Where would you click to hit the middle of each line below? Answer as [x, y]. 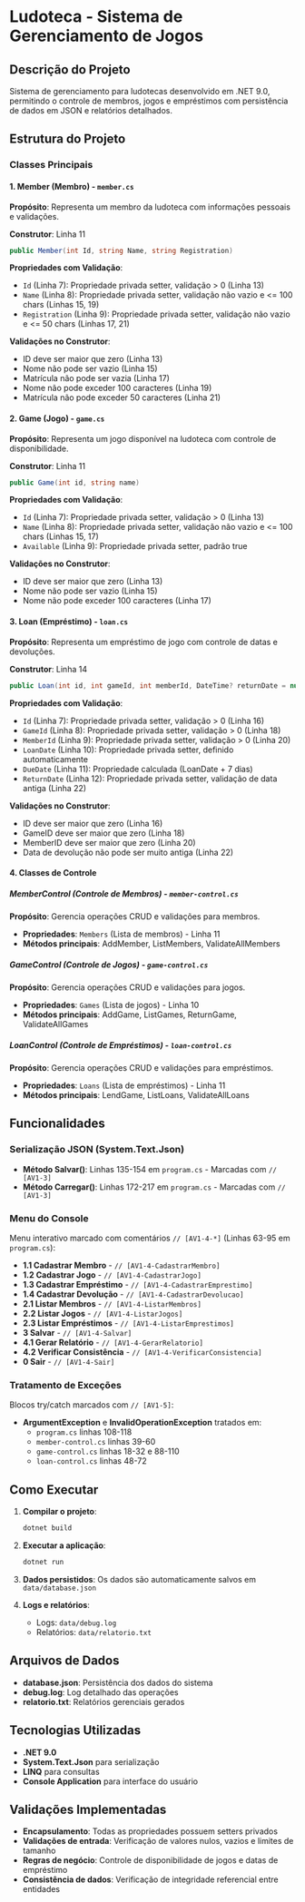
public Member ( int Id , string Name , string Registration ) [121, 250]
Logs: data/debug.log [76, 1623]
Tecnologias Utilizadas [75, 1730]
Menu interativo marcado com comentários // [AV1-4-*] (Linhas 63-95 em [150, 1238]
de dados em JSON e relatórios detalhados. [91, 110]
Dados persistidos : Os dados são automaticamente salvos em [139, 1579]
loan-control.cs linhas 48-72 [91, 1461]
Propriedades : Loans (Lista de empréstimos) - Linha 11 [124, 1085]
